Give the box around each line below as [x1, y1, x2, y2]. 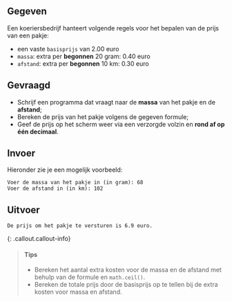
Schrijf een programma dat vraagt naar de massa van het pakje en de [17, 98, 216, 106]
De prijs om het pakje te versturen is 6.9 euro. [7, 222, 153, 229]
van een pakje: [7, 31, 50, 39]
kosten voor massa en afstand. [34, 287, 122, 296]
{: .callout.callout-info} [7, 235, 71, 243]
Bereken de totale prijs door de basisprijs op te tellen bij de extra [34, 281, 219, 289]
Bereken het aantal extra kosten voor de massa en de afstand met [34, 266, 222, 274]
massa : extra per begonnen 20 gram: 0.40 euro [17, 52, 151, 60]
